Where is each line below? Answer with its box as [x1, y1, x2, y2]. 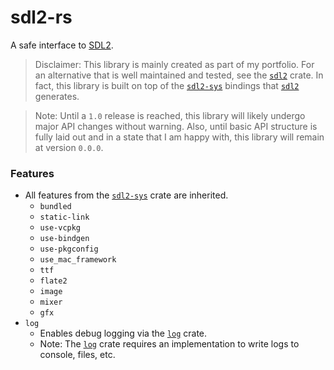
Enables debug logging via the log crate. [39, 327, 208, 340]
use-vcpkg [39, 223, 82, 233]
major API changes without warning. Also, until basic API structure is [34, 120, 318, 132]
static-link [39, 212, 90, 223]
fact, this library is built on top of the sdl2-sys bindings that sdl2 [34, 79, 300, 91]
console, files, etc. [39, 349, 116, 361]
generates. [34, 90, 80, 102]
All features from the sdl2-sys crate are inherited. [24, 189, 229, 201]
